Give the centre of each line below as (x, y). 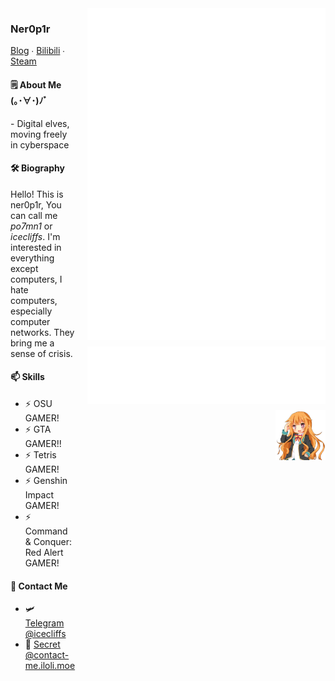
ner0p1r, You (36, 204)
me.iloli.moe (50, 666)
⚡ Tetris (40, 454)
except (24, 268)
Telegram (44, 623)
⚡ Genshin (46, 480)
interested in (36, 247)
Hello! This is (37, 194)
